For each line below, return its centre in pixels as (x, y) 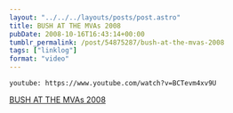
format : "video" (39, 59)
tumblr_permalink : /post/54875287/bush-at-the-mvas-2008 (117, 42)
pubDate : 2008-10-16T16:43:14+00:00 (77, 34)
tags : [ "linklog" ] (43, 51)
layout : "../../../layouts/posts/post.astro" (95, 17)
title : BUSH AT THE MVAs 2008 (65, 26)
